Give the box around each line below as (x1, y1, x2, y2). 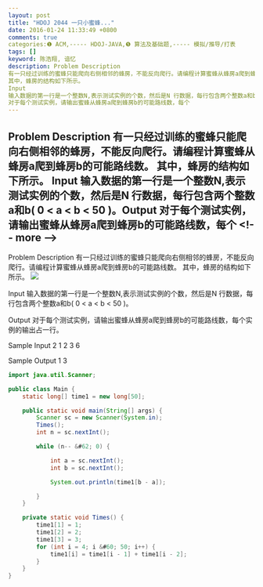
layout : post (8, 11, 51, 20)
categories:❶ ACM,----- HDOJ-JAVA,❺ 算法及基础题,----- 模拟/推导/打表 (8, 41, 236, 49)
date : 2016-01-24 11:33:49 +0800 (8, 26, 117, 34)
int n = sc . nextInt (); (36, 429, 110, 437)
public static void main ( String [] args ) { (22, 407, 163, 415)
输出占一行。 (21, 324, 63, 334)
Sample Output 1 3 (8, 356, 68, 365)
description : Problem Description (8, 63, 121, 71)
